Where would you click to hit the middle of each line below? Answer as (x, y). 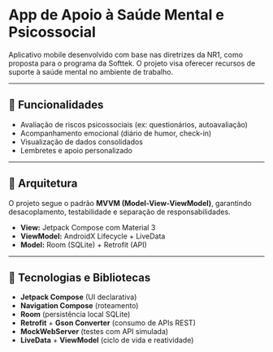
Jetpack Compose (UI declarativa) (78, 297)
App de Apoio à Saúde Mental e (117, 15)
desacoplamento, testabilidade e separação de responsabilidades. (119, 212)
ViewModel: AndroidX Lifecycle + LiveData (93, 236)
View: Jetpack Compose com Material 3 (88, 227)
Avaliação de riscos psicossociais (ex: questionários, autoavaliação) (134, 124)
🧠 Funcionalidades (56, 105)
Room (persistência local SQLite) (75, 315)
